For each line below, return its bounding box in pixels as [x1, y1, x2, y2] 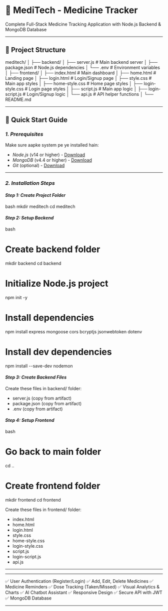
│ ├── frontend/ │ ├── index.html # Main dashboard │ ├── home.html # [5, 70, 156, 76]
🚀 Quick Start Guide [5, 115, 67, 125]
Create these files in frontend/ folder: [5, 507, 81, 513]
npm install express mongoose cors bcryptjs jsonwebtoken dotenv [5, 328, 142, 334]
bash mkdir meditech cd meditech [5, 203, 75, 209]
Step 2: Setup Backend [5, 215, 54, 221]
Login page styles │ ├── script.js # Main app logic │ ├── [28, 85, 147, 92]
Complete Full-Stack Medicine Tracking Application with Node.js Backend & [5, 21, 161, 27]
